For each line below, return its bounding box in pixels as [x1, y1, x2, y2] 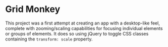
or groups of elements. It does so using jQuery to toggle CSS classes [5, 30, 149, 36]
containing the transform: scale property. [5, 36, 93, 42]
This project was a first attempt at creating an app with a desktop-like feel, [5, 20, 160, 26]
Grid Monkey [5, 3, 61, 15]
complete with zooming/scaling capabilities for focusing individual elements [5, 25, 163, 31]
